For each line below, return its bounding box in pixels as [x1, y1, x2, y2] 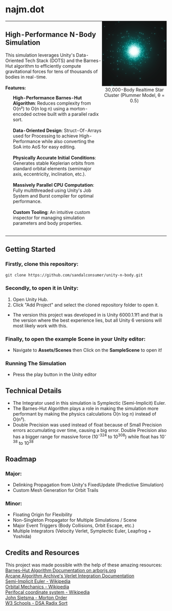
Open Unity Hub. [12, 296, 49, 302]
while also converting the [41, 138, 95, 144]
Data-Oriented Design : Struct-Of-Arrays [12, 127, 101, 133]
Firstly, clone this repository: [5, 261, 79, 268]
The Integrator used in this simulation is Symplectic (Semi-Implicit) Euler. [12, 400, 166, 406]
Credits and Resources [5, 548, 80, 557]
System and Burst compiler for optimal [12, 192, 94, 199]
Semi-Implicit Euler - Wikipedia [5, 578, 71, 584]
